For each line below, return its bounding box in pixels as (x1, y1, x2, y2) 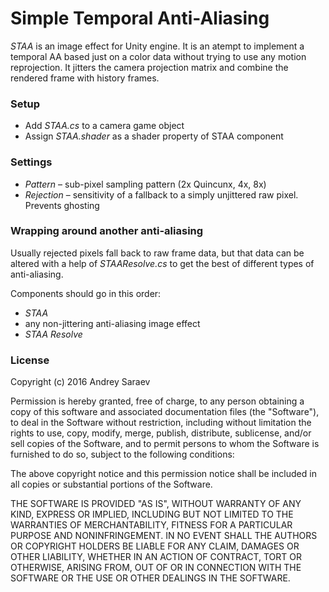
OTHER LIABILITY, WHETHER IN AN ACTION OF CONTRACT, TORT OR (10, 551, 302, 563)
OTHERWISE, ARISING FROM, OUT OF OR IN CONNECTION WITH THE (10, 562, 302, 574)
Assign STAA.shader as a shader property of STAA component (24, 130, 284, 142)
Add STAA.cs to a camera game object (24, 120, 185, 132)
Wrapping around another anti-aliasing (10, 224, 204, 238)
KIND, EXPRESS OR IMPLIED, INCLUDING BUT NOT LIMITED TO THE (10, 508, 294, 521)
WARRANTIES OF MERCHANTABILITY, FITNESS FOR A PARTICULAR (10, 519, 293, 531)
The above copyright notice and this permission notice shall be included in (10, 468, 317, 480)
